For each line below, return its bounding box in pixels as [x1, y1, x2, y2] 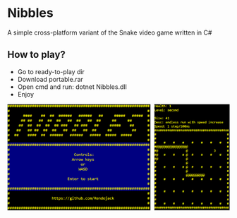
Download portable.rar [17, 75, 83, 83]
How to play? [7, 49, 66, 61]
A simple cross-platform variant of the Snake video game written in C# [7, 28, 212, 37]
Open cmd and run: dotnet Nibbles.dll [17, 83, 127, 91]
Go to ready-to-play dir [17, 67, 85, 75]
